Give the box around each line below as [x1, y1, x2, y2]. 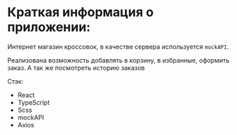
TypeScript [17, 98, 50, 106]
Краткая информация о [7, 4, 154, 20]
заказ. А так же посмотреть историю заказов [7, 63, 145, 72]
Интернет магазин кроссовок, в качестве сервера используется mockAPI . [7, 42, 229, 51]
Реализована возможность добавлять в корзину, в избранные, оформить [7, 56, 230, 64]
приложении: [7, 19, 91, 35]
